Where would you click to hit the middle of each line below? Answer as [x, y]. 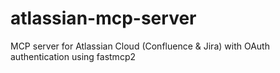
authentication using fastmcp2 [73, 56]
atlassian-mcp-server [103, 18]
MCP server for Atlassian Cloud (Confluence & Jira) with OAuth [140, 46]
